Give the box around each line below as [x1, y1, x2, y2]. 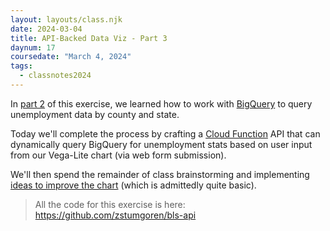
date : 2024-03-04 [10, 24, 83, 34]
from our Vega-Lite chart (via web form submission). [10, 149, 227, 161]
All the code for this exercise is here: [34, 198, 186, 210]
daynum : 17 [10, 42, 56, 53]
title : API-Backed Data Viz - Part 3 [10, 33, 168, 43]
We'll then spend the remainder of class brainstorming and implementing [10, 168, 310, 180]
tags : [10, 61, 33, 71]
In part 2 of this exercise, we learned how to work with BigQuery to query [10, 97, 313, 110]
